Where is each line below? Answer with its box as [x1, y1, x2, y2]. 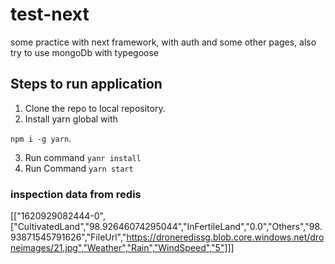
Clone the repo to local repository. [24, 102, 166, 114]
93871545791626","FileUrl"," [10, 231, 127, 243]
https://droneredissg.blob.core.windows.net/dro [126, 231, 325, 243]
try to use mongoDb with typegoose [10, 46, 159, 58]
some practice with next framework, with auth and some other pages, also [10, 36, 317, 48]
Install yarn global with [24, 113, 118, 125]
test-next [10, 3, 90, 26]
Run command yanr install [24, 151, 142, 163]
